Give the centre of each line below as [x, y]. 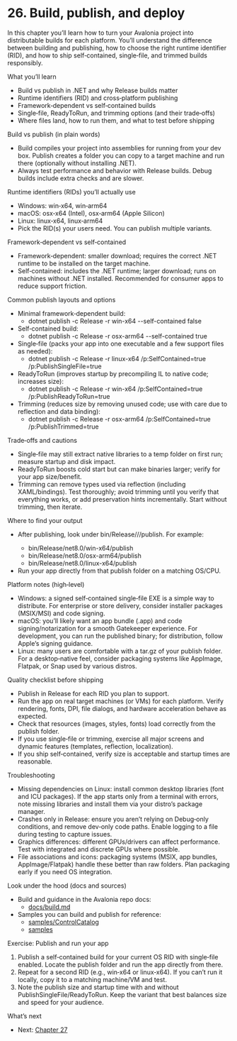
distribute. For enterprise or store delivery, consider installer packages [120, 605]
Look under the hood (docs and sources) [67, 886]
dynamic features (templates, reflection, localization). [95, 746]
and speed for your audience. [60, 1002]
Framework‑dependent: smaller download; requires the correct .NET [117, 255]
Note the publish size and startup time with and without [98, 987]
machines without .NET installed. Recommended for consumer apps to [121, 278]
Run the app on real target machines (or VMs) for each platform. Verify [121, 701]
